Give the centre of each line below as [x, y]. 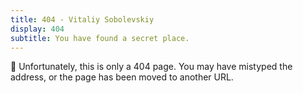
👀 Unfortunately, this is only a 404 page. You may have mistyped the [151, 67]
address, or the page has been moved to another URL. [122, 77]
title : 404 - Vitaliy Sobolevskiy [82, 19]
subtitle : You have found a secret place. [100, 38]
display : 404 [37, 29]
